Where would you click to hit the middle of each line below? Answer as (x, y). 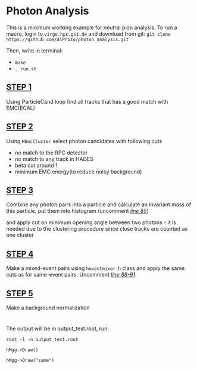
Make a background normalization (48, 308)
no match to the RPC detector (51, 153)
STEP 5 (20, 293)
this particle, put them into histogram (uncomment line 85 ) (77, 211)
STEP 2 (20, 127)
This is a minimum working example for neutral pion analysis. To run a (92, 27)
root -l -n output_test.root (42, 340)
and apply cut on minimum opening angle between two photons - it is (91, 222)
